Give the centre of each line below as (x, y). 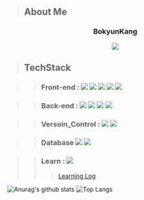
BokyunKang (115, 32)
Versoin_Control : (71, 124)
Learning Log (77, 176)
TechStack (47, 68)
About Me (45, 12)
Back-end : (60, 105)
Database (57, 142)
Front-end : (60, 87)
